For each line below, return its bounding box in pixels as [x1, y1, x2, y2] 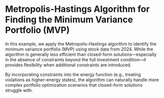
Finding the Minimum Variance [5, 14, 133, 25]
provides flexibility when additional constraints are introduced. [5, 62, 131, 68]
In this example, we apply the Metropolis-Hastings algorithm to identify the [5, 41, 157, 47]
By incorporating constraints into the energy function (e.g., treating [5, 71, 141, 77]
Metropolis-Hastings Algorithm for [5, 3, 150, 15]
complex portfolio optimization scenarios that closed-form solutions [5, 82, 143, 88]
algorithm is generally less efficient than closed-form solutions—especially [5, 51, 157, 57]
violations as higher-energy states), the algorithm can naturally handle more [5, 77, 159, 83]
